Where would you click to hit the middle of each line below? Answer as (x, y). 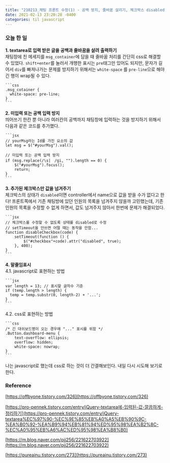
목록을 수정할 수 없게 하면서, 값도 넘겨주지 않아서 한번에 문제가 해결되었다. (92, 207)
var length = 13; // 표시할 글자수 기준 (44, 286)
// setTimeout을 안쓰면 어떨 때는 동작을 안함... (52, 228)
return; (22, 169)
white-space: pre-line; (35, 94)
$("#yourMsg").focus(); (40, 165)
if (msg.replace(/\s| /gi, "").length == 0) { (56, 161)
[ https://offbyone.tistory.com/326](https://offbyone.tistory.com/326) (77, 396)
